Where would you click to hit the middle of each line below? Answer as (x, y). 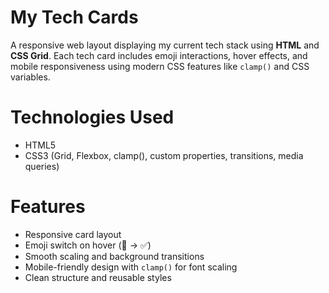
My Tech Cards (74, 17)
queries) (42, 166)
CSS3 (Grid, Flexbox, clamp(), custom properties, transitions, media (164, 155)
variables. (30, 77)
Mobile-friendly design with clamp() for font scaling (131, 267)
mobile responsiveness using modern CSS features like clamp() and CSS (160, 66)
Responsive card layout (73, 234)
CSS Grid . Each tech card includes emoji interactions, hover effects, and (159, 55)
